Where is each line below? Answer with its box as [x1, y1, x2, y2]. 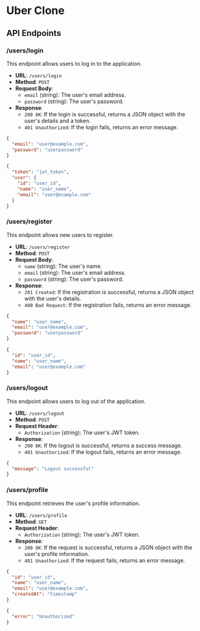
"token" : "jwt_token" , [12, 169, 70, 175]
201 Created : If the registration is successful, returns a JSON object [24, 288, 194, 295]
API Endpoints [6, 28, 62, 38]
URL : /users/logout [15, 409, 65, 417]
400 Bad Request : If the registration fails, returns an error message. [24, 301, 192, 308]
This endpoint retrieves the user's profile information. [6, 499, 140, 507]
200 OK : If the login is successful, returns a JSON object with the [24, 110, 186, 118]
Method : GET [15, 518, 47, 525]
